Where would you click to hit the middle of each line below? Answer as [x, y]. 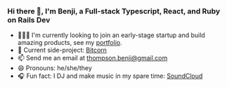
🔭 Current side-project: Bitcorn [62, 50]
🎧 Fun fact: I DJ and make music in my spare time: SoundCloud [110, 76]
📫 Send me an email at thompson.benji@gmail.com [92, 58]
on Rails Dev [29, 20]
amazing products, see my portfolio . [70, 43]
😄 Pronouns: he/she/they [55, 68]
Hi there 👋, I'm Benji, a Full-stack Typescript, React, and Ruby [114, 11]
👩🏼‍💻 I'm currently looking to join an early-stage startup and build [111, 35]
